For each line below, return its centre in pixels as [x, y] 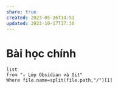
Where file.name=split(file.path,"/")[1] [60, 80]
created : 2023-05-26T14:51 [40, 18]
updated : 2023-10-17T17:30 [40, 23]
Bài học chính [41, 53]
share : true [21, 12]
